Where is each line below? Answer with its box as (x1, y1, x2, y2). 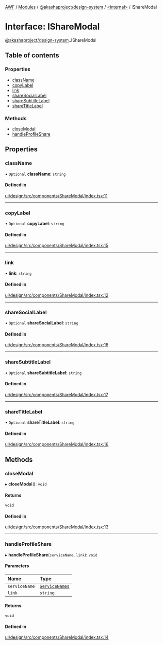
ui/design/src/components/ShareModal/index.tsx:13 (5, 524, 109, 530)
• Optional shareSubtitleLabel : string (5, 370, 82, 376)
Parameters (5, 563, 29, 569)
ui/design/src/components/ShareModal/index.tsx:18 (5, 342, 109, 348)
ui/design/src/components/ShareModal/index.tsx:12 (5, 292, 109, 298)
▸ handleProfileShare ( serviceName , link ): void (5, 552, 98, 557)
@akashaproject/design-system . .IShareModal (5, 37, 97, 43)
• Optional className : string (5, 171, 66, 177)
